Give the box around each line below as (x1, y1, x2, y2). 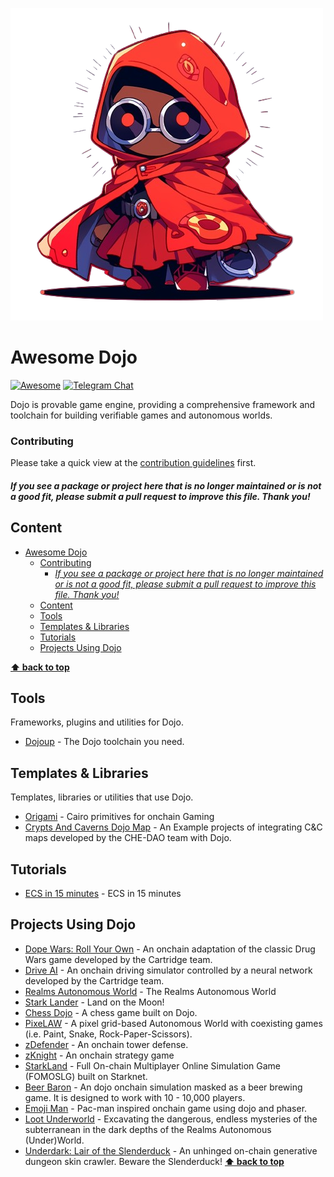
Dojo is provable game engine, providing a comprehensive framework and (10, 398, 316, 410)
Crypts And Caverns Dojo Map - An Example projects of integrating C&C (24, 821, 323, 833)
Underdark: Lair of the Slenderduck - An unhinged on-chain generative (24, 1144, 318, 1157)
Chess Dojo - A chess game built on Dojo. (24, 1006, 198, 1018)
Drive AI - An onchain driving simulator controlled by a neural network (24, 964, 313, 976)
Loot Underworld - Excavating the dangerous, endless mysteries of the (24, 1113, 318, 1125)
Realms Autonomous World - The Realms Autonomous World (24, 985, 277, 997)
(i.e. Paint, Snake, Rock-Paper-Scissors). (24, 1028, 193, 1040)
